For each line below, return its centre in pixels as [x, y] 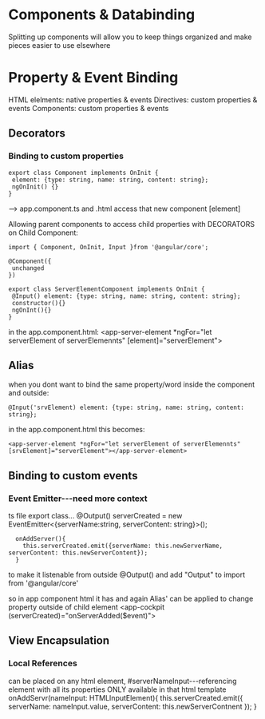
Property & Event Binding [93, 78]
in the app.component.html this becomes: [77, 430]
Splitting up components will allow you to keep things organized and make [130, 37]
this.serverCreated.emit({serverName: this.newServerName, [123, 546]
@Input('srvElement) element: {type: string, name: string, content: [127, 408]
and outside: [29, 393]
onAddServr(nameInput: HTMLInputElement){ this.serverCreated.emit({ [126, 697]
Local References [43, 663]
